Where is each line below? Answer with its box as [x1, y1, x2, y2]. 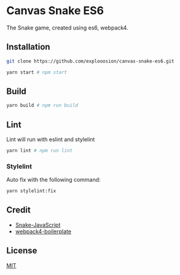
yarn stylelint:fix [6, 188, 57, 194]
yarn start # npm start [6, 69, 68, 76]
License [6, 246, 37, 256]
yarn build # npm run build [6, 103, 79, 109]
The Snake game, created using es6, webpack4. [6, 24, 128, 31]
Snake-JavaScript [15, 221, 61, 228]
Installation [6, 42, 50, 52]
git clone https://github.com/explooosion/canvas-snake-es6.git [6, 58, 174, 64]
